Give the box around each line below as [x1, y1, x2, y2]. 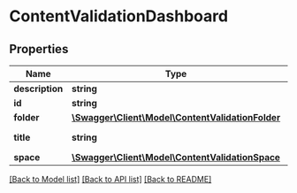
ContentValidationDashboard [9, 6, 228, 27]
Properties [9, 42, 69, 57]
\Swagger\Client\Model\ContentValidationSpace [71, 151, 281, 163]
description [13, 82, 64, 95]
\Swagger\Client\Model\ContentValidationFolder [71, 112, 281, 123]
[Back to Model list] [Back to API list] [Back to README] [9, 174, 212, 184]
